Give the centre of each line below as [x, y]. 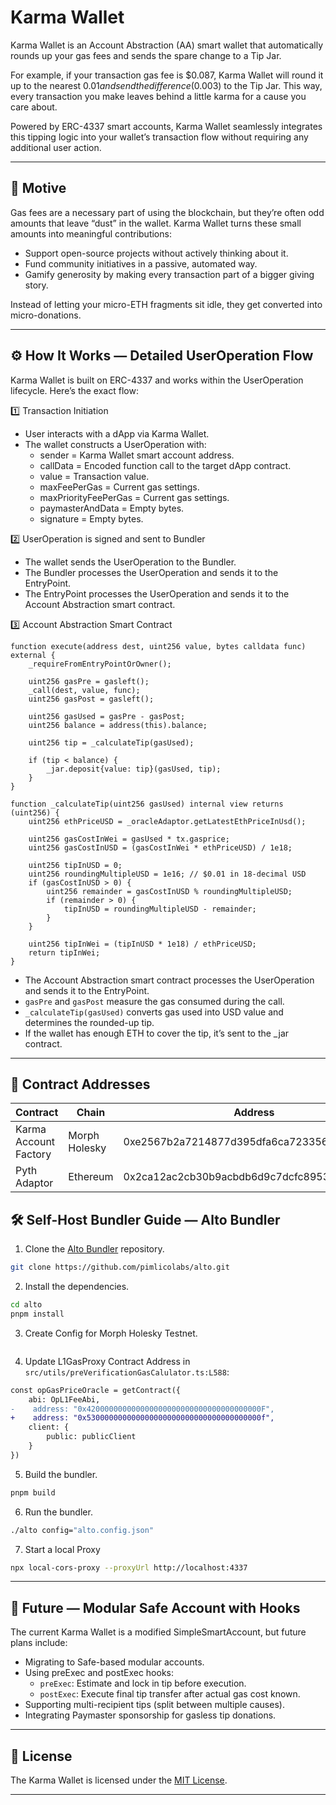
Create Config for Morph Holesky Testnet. [111, 1333]
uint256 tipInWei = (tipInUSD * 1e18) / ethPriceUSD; [142, 944]
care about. [34, 107]
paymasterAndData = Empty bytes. [112, 508]
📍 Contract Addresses [80, 1084]
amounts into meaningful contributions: [91, 233]
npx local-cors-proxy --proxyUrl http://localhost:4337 [129, 1567]
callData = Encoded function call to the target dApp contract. [165, 465]
